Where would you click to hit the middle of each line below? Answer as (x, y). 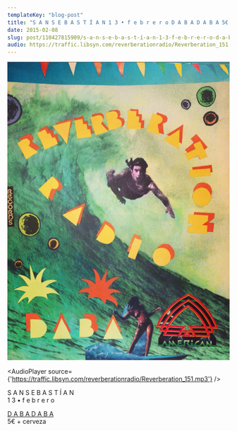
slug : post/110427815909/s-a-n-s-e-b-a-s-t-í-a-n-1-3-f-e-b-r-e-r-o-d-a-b (120, 38)
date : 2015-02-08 (33, 30)
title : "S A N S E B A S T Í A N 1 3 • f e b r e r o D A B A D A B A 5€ (118, 22)
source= (60, 371)
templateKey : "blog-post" (45, 15)
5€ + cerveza (27, 421)
